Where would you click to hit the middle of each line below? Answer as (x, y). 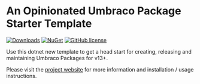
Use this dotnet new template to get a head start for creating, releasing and (99, 51)
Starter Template (49, 24)
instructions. (22, 76)
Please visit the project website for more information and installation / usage (100, 69)
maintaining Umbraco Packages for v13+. (57, 58)
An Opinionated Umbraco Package (94, 11)
